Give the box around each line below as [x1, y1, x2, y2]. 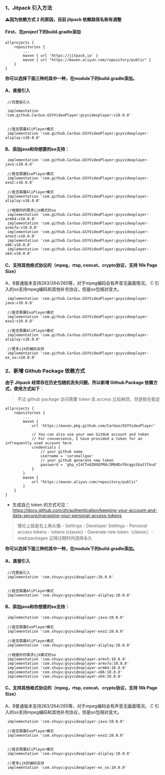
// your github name [40, 449, 83, 454]
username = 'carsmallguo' [40, 453, 94, 459]
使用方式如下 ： [13, 386, 44, 392]
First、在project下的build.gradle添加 [5, 29, 82, 35]
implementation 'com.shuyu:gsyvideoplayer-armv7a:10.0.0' [7, 661, 129, 666]
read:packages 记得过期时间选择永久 [17, 535, 92, 541]
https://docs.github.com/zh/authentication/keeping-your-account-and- [12, 507, 158, 513]
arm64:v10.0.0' [5, 216, 37, 221]
